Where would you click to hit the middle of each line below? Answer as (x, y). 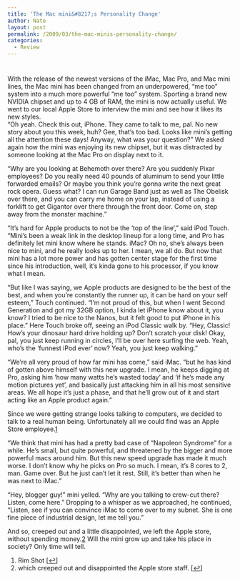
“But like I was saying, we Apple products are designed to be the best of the (119, 287)
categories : (25, 41)
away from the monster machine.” (57, 214)
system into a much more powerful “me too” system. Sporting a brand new (117, 94)
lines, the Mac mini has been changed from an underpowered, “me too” (112, 86)
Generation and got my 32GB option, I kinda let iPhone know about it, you (115, 310)
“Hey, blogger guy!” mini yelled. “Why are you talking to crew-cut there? (114, 495)
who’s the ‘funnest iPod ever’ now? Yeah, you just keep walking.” (103, 348)
